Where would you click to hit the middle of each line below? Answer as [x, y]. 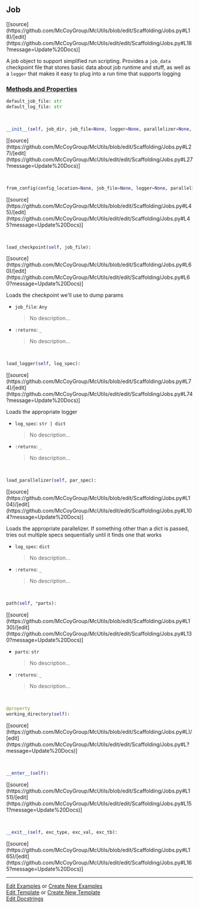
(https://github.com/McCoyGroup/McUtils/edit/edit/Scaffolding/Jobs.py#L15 [99, 803]
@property [18, 709]
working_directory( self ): [38, 714]
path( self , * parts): [32, 604]
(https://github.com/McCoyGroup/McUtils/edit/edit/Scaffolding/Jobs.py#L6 [98, 277]
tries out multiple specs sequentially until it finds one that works [84, 535]
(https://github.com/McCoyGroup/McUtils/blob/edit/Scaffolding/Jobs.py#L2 [99, 147]
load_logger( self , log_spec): [44, 364]
